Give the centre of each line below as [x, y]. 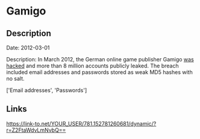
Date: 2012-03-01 [28, 48]
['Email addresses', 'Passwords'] [47, 90]
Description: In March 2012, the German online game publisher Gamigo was [100, 59]
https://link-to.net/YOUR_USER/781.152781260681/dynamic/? [81, 123]
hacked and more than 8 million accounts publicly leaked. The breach [92, 66]
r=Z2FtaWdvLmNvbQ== [36, 130]
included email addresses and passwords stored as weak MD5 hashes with [99, 72]
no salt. [16, 79]
